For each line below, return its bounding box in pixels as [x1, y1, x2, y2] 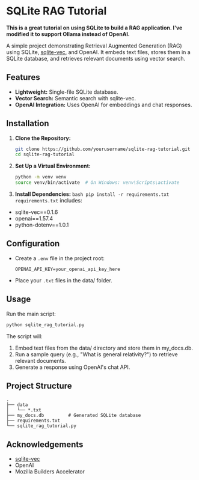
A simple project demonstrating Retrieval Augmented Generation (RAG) [6, 42, 182, 49]
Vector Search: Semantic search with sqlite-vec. [14, 94, 136, 102]
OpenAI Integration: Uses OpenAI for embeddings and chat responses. [14, 101, 192, 108]
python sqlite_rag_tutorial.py [6, 321, 85, 328]
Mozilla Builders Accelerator [14, 468, 85, 475]
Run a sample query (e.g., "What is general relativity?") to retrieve [14, 350, 179, 358]
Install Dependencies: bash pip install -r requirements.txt [14, 190, 170, 198]
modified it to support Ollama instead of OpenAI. [6, 30, 130, 37]
